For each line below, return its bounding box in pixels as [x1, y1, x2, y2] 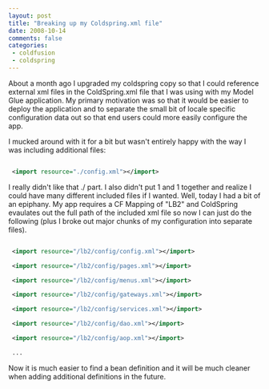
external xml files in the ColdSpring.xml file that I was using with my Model [8, 87, 254, 96]
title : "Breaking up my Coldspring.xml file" [8, 19, 163, 27]
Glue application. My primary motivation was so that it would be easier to [8, 95, 249, 105]
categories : [8, 42, 48, 50]
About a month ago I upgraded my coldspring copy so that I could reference [8, 78, 259, 88]
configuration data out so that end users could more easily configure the [8, 112, 248, 122]
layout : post [8, 11, 52, 20]
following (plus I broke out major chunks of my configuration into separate [8, 216, 253, 225]
